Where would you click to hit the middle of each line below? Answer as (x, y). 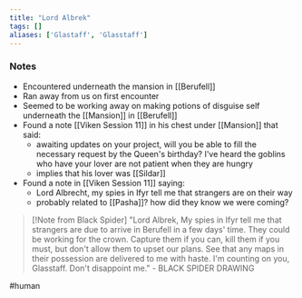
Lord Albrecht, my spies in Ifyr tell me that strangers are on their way (164, 193)
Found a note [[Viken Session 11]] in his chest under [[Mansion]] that (150, 124)
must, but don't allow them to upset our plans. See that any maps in (157, 248)
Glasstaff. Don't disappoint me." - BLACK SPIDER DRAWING (143, 268)
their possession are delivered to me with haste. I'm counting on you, (161, 258)
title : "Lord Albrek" (50, 18)
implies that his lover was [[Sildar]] (101, 173)
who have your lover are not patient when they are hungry (145, 164)
